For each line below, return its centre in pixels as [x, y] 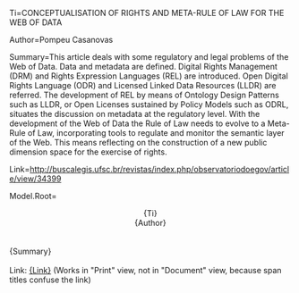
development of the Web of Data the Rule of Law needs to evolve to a [137, 123]
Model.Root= [33, 196]
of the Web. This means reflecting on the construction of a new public [138, 142]
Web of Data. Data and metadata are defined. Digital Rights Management [143, 67]
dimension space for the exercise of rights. [88, 152]
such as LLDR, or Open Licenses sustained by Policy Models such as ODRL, [149, 105]
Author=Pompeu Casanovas [61, 40]
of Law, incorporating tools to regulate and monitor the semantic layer [156, 133]
